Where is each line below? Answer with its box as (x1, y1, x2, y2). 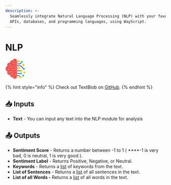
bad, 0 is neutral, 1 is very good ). (12, 152, 83, 158)
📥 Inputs (5, 99, 35, 108)
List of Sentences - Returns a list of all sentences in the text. (12, 169, 140, 175)
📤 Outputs (5, 131, 41, 140)
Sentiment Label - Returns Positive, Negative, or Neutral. (12, 158, 133, 164)
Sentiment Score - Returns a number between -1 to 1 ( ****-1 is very (12, 147, 159, 153)
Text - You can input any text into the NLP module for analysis (12, 116, 144, 122)
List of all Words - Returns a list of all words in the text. (12, 174, 128, 180)
